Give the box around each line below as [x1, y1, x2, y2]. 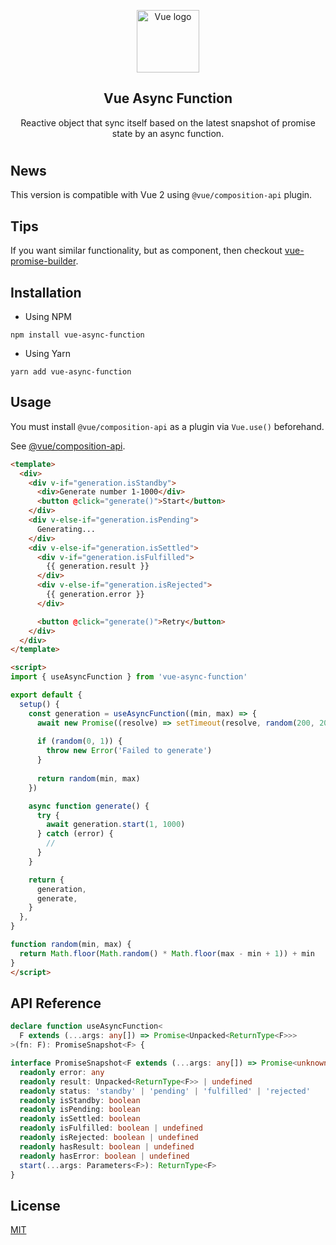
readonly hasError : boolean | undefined [19, 1151, 190, 1161]
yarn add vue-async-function [10, 367, 132, 377]
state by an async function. [111, 127, 225, 139]
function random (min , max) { [10, 940, 132, 950]
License [10, 1197, 61, 1214]
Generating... [36, 524, 97, 534]
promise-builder [10, 255, 77, 267]
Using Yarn [24, 348, 71, 360]
